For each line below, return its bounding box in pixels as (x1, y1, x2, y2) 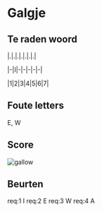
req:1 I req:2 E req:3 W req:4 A (7, 196, 95, 206)
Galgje (7, 5, 46, 21)
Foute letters (7, 100, 65, 112)
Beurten (7, 178, 44, 190)
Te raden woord (7, 33, 77, 45)
